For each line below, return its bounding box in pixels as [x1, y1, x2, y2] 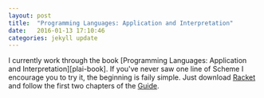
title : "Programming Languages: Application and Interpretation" [8, 19, 234, 27]
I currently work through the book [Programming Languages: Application [8, 56, 247, 65]
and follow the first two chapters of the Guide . [8, 81, 160, 91]
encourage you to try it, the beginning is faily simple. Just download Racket [8, 73, 256, 82]
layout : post [8, 11, 52, 20]
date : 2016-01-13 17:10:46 [8, 26, 105, 34]
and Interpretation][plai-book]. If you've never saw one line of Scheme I [8, 65, 244, 74]
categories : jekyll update [8, 33, 98, 42]
